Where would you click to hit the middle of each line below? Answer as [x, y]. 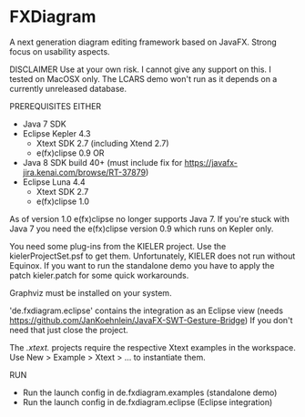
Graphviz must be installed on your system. [91, 292]
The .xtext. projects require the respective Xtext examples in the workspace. [152, 347]
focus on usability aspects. [60, 51]
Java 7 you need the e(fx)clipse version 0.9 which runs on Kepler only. [142, 229]
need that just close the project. [69, 330]
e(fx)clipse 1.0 [62, 201]
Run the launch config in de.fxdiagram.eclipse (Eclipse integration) [147, 402]
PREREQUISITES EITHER [56, 106]
